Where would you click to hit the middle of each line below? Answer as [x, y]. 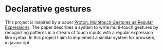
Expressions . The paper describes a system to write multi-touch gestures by [82, 27]
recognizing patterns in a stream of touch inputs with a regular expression [79, 32]
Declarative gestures [48, 9]
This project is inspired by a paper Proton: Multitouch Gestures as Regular [79, 22]
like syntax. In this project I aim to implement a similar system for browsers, [80, 37]
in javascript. [18, 42]
